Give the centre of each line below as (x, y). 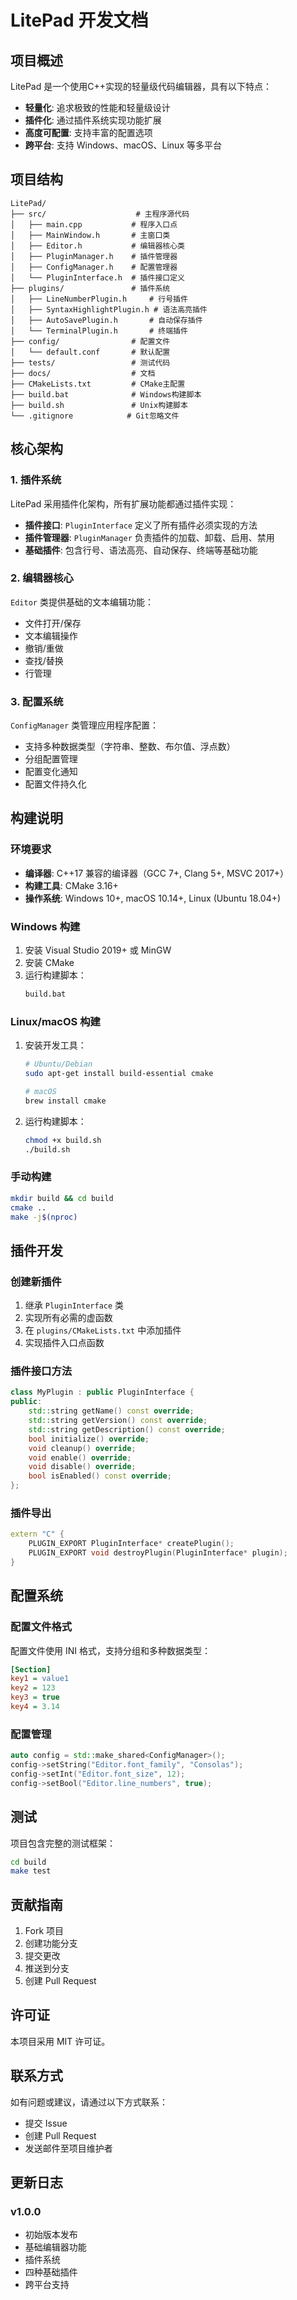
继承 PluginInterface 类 (74, 1305)
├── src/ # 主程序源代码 (100, 214)
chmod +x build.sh (63, 1140)
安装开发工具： (55, 1045)
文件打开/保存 (53, 623)
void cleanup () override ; (82, 1448)
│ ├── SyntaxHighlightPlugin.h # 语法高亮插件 (109, 309)
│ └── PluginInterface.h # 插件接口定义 (97, 277)
